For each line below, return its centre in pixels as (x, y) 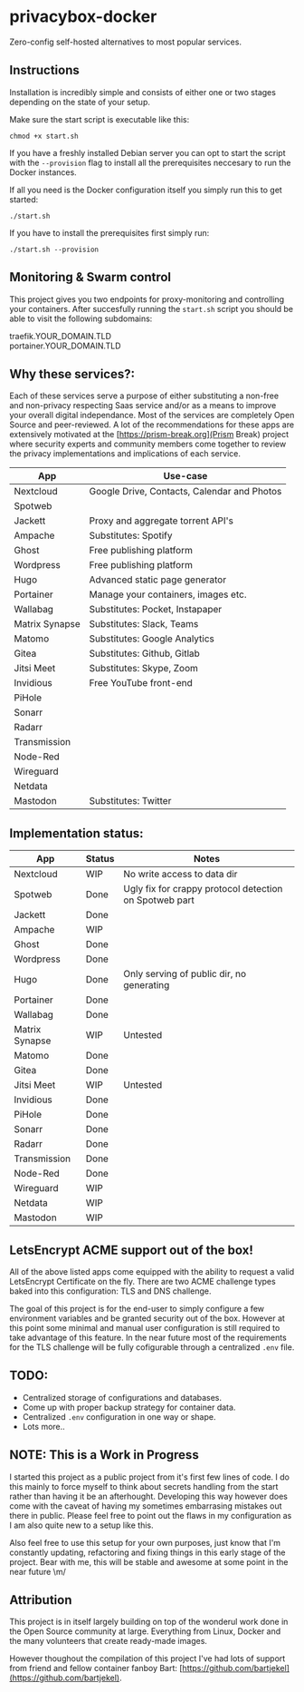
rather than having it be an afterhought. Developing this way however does (148, 1496)
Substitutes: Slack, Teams (144, 624)
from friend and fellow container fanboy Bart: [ (96, 1668)
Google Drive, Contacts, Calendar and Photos (185, 492)
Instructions (44, 70)
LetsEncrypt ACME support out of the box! (131, 1250)
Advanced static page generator (158, 580)
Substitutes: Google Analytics (152, 639)
